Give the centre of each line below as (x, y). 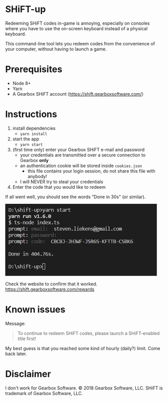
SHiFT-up (26, 9)
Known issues (35, 309)
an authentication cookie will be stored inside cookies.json (81, 166)
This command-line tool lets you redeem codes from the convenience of (80, 43)
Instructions (31, 114)
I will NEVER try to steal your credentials (62, 182)
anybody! (37, 176)
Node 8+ (22, 83)
